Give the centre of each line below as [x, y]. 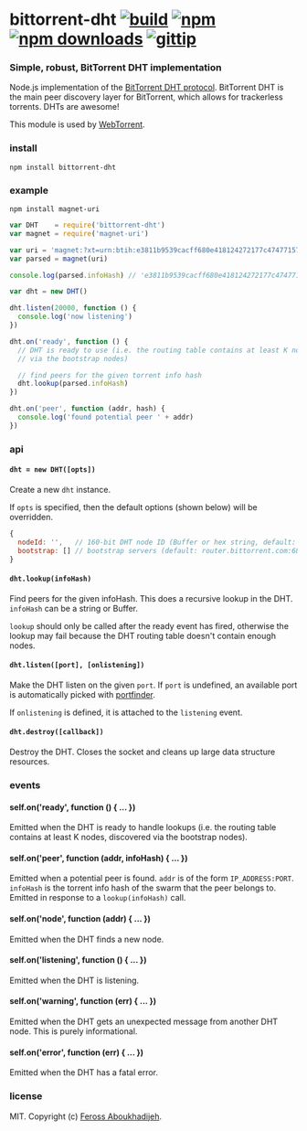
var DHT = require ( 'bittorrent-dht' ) [88, 225]
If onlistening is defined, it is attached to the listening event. [126, 712]
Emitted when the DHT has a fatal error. [84, 1072]
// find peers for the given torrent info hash [110, 375]
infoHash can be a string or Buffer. [74, 608]
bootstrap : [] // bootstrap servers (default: [108, 550]
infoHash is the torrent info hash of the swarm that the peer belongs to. [143, 888]
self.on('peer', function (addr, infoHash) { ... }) [99, 858]
